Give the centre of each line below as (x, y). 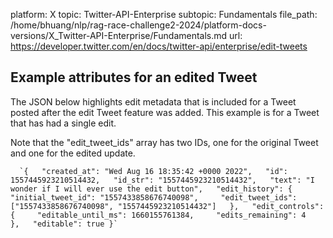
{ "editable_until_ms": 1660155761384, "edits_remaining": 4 (158, 215)
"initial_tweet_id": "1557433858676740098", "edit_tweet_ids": (154, 197)
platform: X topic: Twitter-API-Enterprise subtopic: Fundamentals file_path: (164, 14)
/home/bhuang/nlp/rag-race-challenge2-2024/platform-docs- (138, 25)
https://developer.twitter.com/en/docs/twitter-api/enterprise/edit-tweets (159, 46)
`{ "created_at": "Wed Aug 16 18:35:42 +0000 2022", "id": (153, 171)
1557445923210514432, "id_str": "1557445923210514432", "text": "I (162, 180)
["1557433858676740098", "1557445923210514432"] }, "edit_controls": (167, 206)
